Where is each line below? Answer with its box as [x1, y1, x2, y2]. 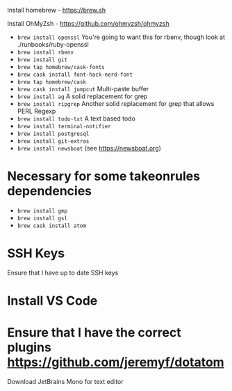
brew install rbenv [17, 49, 74, 56]
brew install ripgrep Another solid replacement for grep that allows [17, 100, 215, 107]
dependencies [7, 183, 92, 199]
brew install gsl [17, 215, 68, 222]
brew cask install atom [17, 222, 87, 229]
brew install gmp [17, 207, 68, 215]
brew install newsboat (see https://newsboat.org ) [17, 144, 162, 152]
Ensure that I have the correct [7, 325, 182, 341]
